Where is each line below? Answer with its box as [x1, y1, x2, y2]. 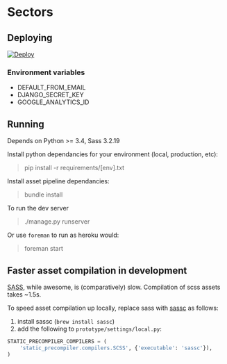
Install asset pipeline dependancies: [7, 177, 110, 185]
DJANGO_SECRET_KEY [17, 91, 85, 99]
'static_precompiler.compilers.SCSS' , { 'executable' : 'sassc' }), [19, 345, 213, 351]
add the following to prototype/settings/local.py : [17, 324, 162, 333]
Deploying [7, 32, 53, 44]
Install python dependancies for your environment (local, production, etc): [7, 150, 219, 158]
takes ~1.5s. [7, 290, 42, 299]
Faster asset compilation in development [7, 265, 187, 276]
